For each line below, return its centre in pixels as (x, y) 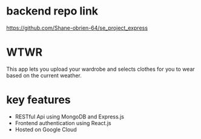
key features (38, 100)
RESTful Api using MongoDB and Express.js (69, 117)
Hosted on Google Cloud (46, 129)
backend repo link (52, 11)
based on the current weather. (44, 75)
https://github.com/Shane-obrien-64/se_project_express (77, 28)
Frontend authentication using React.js (63, 123)
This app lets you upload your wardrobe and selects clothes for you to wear (100, 69)
